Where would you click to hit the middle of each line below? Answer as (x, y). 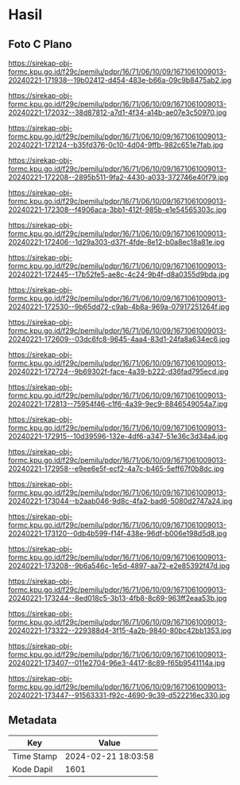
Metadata (33, 720)
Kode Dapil (33, 769)
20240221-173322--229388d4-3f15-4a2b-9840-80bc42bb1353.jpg (120, 630)
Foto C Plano (40, 44)
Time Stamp (35, 756)
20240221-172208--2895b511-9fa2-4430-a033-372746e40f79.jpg (118, 177)
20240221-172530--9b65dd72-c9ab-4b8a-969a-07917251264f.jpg (119, 307)
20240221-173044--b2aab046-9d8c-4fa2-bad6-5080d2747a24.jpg (120, 501)
